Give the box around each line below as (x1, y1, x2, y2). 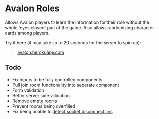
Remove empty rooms (12, 98, 57, 104)
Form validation (12, 87, 45, 93)
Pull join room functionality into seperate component (12, 82, 120, 88)
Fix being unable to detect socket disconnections (12, 108, 113, 114)
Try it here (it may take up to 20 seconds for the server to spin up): (5, 39, 141, 45)
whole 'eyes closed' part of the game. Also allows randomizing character (5, 24, 154, 30)
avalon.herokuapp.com (17, 49, 64, 55)
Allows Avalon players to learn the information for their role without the (5, 19, 150, 25)
